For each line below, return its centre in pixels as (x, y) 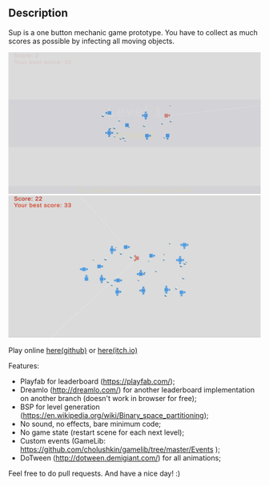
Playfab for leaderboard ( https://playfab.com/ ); (97, 381)
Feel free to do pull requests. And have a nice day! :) (94, 473)
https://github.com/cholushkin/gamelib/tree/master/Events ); (120, 449)
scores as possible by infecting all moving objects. (91, 41)
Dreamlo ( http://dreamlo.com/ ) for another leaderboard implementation (137, 390)
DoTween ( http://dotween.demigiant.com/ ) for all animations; (120, 458)
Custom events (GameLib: (63, 440)
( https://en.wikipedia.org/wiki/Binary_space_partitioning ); (114, 415)
